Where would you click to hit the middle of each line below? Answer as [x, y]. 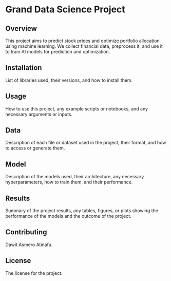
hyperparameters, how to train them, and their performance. [69, 182]
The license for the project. [34, 273]
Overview [21, 29]
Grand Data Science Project [65, 10]
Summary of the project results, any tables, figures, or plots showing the [82, 211]
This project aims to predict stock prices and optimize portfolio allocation [83, 41]
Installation [24, 68]
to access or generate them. [35, 148]
